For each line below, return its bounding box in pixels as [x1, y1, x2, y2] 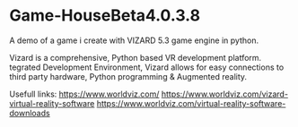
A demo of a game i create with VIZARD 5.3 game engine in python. [9, 35, 259, 46]
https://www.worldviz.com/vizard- [161, 89, 289, 99]
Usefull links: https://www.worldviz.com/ [9, 89, 160, 99]
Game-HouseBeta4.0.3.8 [9, 5, 200, 26]
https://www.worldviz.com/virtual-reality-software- [96, 97, 286, 108]
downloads [9, 107, 51, 118]
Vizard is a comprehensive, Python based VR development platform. [9, 52, 262, 63]
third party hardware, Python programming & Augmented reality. [9, 71, 248, 81]
